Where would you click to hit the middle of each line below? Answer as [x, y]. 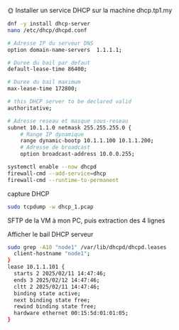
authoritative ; [30, 108]
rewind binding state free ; [55, 307]
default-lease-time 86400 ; [47, 69]
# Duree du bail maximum [44, 82]
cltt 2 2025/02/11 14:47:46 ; [57, 287]
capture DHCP [28, 193]
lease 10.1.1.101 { [36, 267]
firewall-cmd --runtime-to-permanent [63, 180]
